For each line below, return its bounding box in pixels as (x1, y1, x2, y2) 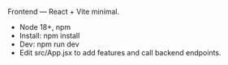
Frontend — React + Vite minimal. (7, 7, 120, 16)
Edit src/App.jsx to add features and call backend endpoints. (19, 48, 222, 57)
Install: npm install (19, 31, 80, 40)
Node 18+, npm (19, 22, 71, 31)
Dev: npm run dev (19, 39, 80, 49)
